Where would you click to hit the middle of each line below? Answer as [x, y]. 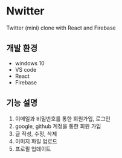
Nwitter [25, 11]
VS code [26, 69]
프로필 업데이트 [33, 148]
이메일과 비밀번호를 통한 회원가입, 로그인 [63, 118]
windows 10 [30, 63]
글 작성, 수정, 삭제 [36, 133]
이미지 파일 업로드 [36, 141]
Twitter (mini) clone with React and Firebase [61, 28]
